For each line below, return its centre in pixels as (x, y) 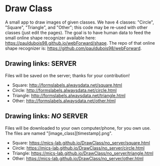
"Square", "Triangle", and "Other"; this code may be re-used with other (76, 27)
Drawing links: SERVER (41, 64)
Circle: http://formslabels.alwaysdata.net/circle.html (64, 90)
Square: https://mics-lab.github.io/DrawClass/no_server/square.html (81, 142)
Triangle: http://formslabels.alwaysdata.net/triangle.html (69, 95)
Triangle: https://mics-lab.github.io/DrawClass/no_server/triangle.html (83, 153)
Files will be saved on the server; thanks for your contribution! (68, 75)
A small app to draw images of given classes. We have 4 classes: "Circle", (80, 22)
